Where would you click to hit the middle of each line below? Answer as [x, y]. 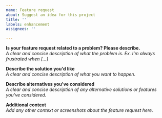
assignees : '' [21, 29]
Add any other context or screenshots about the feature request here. [79, 110]
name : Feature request [30, 10]
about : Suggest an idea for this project [51, 15]
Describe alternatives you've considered [50, 84]
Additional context [26, 105]
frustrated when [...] [27, 59]
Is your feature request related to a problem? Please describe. [73, 48]
